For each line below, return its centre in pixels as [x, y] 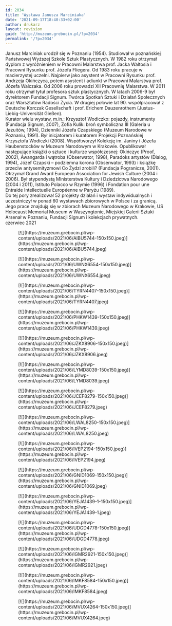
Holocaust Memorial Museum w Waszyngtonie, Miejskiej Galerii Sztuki [80, 212]
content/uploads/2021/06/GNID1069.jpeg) [63, 486]
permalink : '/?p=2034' [30, 39]
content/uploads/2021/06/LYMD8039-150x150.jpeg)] [74, 370]
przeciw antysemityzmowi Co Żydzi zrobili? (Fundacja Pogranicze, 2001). [83, 168]
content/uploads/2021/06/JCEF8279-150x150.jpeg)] [73, 396]
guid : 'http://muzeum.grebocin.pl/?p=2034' [53, 34]
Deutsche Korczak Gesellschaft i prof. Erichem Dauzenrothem [71, 108]
